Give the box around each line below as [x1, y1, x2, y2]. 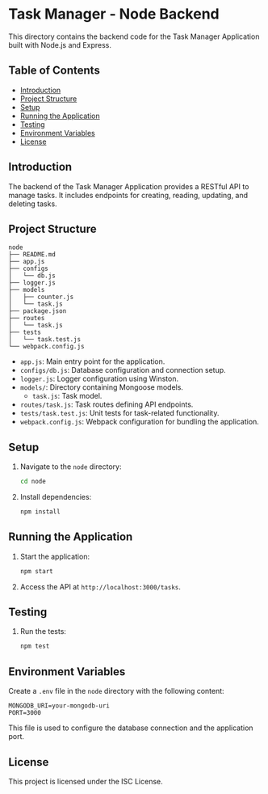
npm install [19, 508, 61, 516]
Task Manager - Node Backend [8, 5, 220, 23]
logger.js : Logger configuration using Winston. [19, 374, 179, 384]
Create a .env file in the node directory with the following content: [8, 686, 224, 696]
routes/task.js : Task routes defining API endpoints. [19, 399, 194, 409]
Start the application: [19, 551, 90, 561]
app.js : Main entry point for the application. [19, 357, 165, 366]
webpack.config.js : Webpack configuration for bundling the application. [19, 417, 260, 427]
